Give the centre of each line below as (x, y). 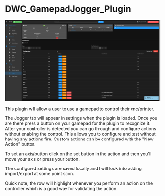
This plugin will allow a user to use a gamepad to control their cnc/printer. (80, 109)
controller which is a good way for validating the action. (61, 188)
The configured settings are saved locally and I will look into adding (73, 168)
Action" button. (20, 144)
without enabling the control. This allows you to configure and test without (81, 134)
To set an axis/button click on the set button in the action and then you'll (78, 154)
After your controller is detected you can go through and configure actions (81, 128)
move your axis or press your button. (42, 159)
